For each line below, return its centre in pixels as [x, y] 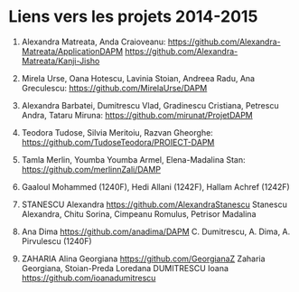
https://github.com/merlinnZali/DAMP [91, 169]
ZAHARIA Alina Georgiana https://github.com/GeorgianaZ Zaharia [143, 259]
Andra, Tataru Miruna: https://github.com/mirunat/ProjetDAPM [137, 115]
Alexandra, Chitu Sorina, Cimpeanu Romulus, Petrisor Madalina [139, 213]
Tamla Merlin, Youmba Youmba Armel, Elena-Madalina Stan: [133, 159]
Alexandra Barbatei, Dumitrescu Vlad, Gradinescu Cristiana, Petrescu [150, 105]
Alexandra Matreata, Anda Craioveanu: [93, 42]
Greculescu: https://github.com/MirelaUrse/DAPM [114, 88]
